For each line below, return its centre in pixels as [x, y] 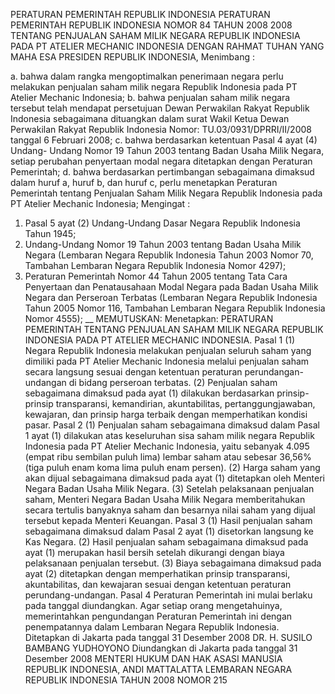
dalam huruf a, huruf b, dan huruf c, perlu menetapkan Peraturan [144, 182]
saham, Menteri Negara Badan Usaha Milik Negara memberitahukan [165, 499]
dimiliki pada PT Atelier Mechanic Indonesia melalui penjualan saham [167, 361]
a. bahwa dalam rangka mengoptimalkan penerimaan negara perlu [147, 76]
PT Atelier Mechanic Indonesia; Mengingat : [100, 203]
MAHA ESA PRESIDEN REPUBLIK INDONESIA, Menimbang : [132, 57]
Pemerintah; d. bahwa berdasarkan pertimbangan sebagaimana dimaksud [162, 172]
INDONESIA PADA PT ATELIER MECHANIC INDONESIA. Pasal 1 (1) [160, 340]
